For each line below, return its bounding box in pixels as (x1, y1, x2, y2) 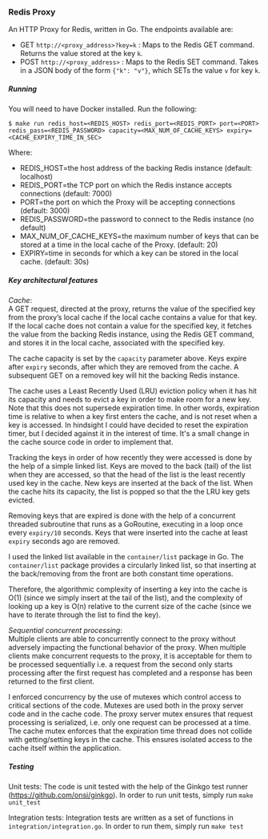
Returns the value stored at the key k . (19, 49, 143, 58)
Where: (8, 147, 33, 158)
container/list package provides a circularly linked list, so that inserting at (8, 560, 257, 571)
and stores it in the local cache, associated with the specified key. (8, 338, 226, 348)
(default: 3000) (19, 206, 70, 216)
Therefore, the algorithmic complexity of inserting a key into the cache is (8, 584, 248, 595)
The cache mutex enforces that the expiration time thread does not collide (8, 726, 253, 736)
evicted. (8, 495, 35, 505)
